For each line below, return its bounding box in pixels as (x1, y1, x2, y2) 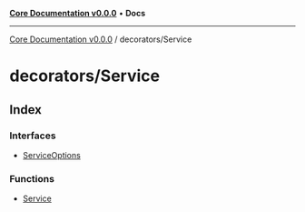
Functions (9, 172, 54, 185)
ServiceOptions (22, 149, 82, 160)
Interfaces (9, 129, 56, 142)
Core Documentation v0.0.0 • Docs (9, 8, 146, 18)
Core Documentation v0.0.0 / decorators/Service (9, 34, 192, 45)
